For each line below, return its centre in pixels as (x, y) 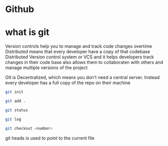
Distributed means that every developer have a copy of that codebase (78, 52)
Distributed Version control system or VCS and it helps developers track (80, 57)
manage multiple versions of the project (47, 68)
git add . (16, 101)
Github (20, 9)
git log (13, 119)
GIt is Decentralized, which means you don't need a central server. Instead (82, 78)
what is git (27, 32)
